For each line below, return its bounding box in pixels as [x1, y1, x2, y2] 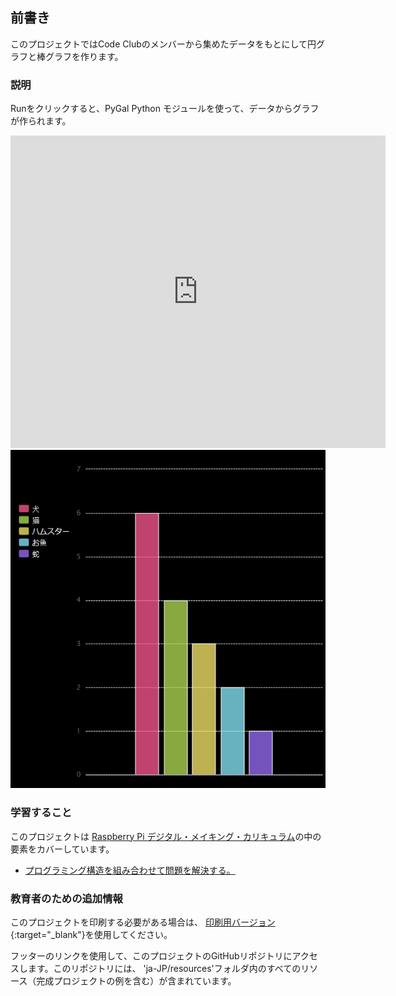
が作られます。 [10, 115, 72, 127]
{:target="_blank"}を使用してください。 [10, 929, 173, 940]
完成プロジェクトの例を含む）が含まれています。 [36, 975, 237, 987]
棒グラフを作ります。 [36, 50, 124, 62]
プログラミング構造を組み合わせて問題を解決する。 [24, 864, 236, 876]
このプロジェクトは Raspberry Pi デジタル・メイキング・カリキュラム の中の [10, 830, 322, 842]
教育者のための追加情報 [10, 891, 123, 905]
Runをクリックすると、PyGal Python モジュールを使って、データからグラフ [10, 103, 320, 115]
